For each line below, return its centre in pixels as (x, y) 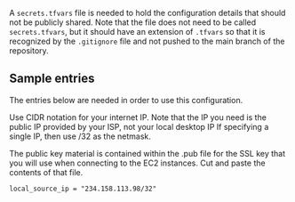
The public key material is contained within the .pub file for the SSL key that (147, 153)
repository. (29, 51)
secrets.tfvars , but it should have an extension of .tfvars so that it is (137, 32)
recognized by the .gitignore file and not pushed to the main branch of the (147, 41)
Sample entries (52, 79)
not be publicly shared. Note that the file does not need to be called (133, 22)
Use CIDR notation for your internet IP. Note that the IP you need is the (138, 117)
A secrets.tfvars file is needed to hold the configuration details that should (147, 13)
